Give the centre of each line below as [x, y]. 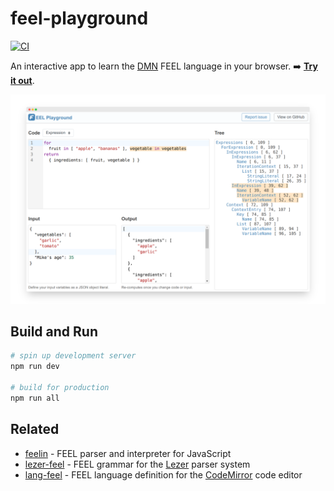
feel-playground [79, 18]
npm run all [35, 398]
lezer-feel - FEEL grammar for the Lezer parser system [137, 464]
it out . [22, 80]
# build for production [60, 388]
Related [35, 429]
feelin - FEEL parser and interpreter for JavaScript [128, 453]
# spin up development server [73, 356]
